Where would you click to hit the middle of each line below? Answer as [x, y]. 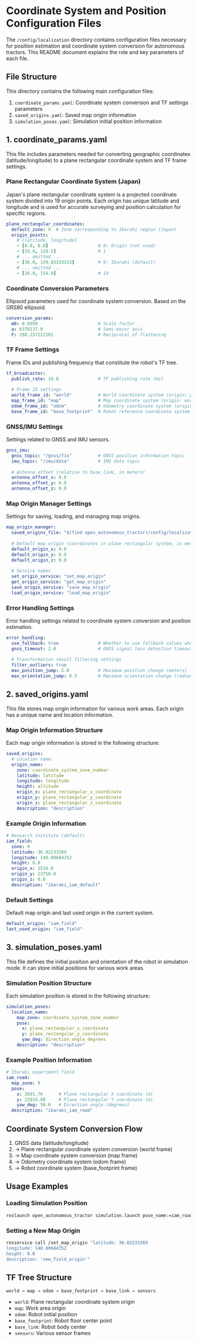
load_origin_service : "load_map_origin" [61, 593]
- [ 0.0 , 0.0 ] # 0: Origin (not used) [86, 246]
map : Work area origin [40, 1308]
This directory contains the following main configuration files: [80, 91]
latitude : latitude [40, 776]
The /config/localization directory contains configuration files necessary [96, 39]
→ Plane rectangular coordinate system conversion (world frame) [94, 1149]
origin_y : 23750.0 [34, 874]
